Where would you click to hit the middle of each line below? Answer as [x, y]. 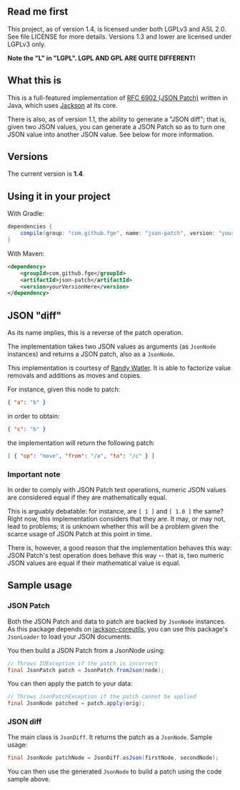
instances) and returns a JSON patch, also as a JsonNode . [91, 354]
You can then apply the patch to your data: [70, 684]
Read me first [38, 12]
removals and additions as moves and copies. [75, 376]
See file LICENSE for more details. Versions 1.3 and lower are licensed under [120, 36]
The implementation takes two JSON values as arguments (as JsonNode [112, 346]
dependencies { [30, 227]
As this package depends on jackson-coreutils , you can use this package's [118, 629]
